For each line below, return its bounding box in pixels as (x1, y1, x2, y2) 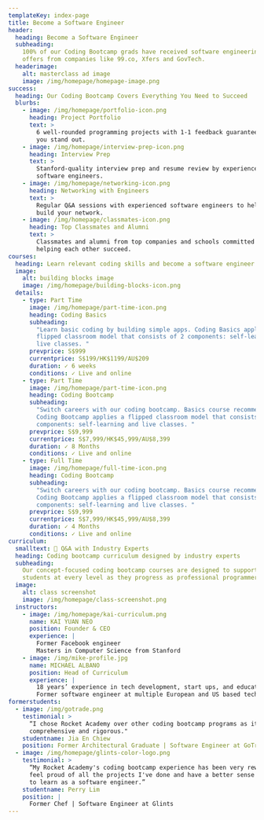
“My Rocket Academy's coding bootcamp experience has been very (28, 763, 244, 771)
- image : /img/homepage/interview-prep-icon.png (22, 143, 185, 151)
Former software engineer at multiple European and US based (36, 690, 241, 699)
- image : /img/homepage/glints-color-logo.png (15, 749, 170, 757)
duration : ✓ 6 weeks (28, 362, 97, 370)
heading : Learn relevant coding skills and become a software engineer (15, 260, 255, 268)
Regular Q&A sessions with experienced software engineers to (36, 201, 244, 209)
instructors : (15, 602, 58, 611)
